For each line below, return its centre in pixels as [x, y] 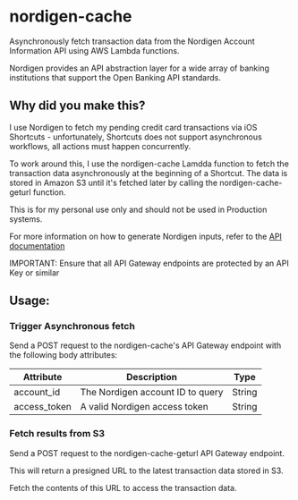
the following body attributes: [64, 355]
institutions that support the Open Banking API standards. [115, 77]
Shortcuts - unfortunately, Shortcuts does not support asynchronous [136, 137]
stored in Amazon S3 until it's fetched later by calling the [113, 182]
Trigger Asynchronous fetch [72, 326]
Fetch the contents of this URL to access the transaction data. [123, 487]
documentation [37, 246]
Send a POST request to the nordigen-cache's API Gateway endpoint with [145, 345]
